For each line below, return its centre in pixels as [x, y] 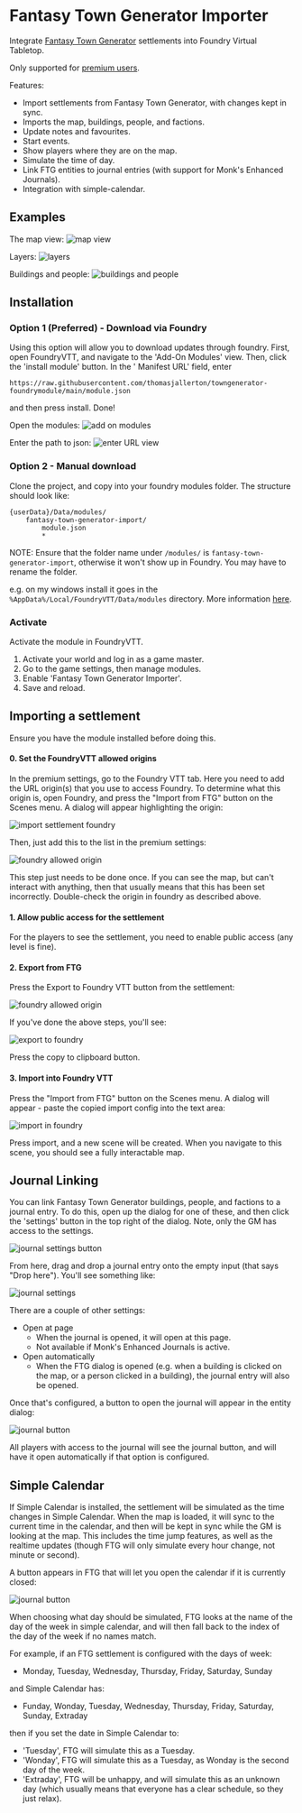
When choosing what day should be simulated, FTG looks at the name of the [151, 1617]
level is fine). [33, 947]
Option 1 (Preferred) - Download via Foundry [108, 328]
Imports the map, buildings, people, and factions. [114, 122]
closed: [23, 1582]
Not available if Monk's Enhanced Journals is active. [133, 1347]
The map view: [37, 239]
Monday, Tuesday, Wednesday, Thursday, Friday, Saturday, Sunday [147, 1671]
